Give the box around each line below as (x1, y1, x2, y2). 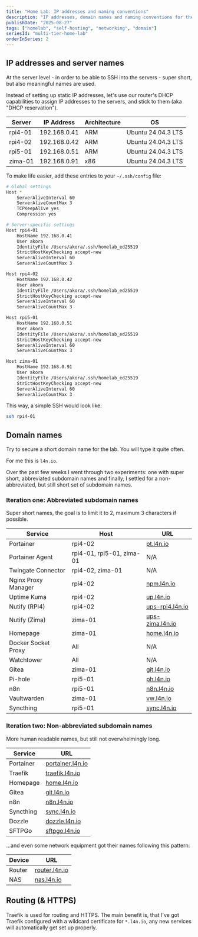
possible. (6, 516, 28, 523)
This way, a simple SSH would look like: (6, 402, 102, 409)
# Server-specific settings (6, 222, 75, 228)
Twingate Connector (9, 566, 66, 575)
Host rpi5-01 (6, 315, 38, 321)
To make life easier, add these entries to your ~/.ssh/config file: (6, 172, 162, 179)
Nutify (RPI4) (9, 603, 45, 611)
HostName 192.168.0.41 (16, 233, 72, 239)
